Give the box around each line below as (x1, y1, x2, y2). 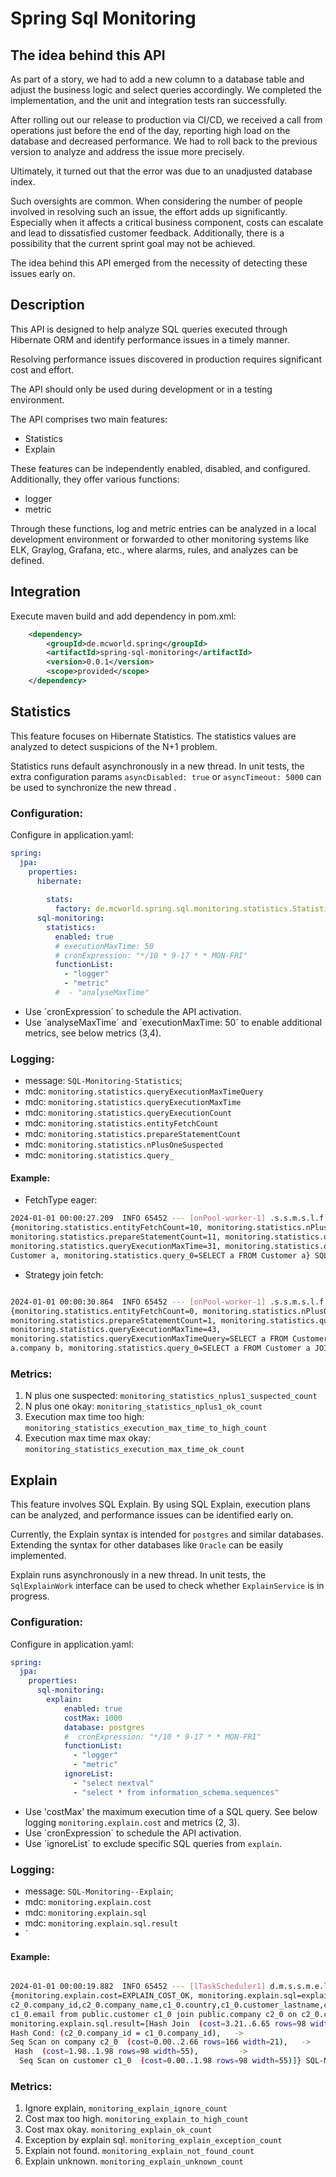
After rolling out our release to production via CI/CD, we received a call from (10, 114, 323, 126)
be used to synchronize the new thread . (10, 781, 177, 793)
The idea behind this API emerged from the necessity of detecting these (10, 257, 308, 269)
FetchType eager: (24, 1194, 98, 1206)
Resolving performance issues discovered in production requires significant (10, 353, 322, 365)
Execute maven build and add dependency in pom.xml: (10, 610, 237, 622)
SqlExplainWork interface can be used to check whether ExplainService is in (10, 1580, 325, 1592)
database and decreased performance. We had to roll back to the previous (10, 135, 318, 147)
